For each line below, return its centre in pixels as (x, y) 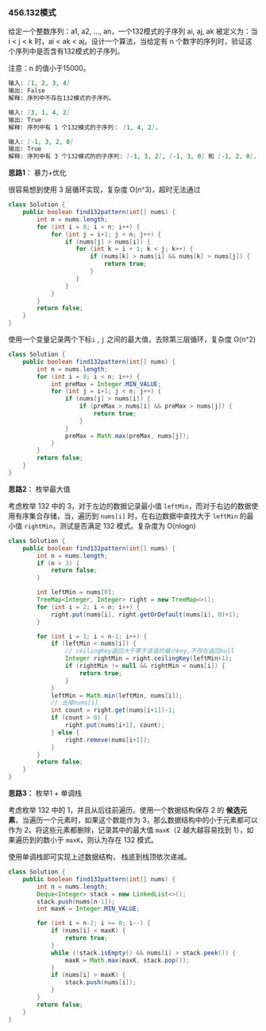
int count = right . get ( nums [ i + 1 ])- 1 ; (113, 710)
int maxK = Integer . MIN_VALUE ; (89, 909)
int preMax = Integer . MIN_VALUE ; (106, 384)
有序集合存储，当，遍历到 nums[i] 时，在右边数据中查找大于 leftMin (126, 516)
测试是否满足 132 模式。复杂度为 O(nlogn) (127, 525)
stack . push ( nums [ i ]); (100, 982)
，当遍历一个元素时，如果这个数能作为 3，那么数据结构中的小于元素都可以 (137, 820)
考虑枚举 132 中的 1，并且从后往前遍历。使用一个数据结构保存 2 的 (116, 810)
